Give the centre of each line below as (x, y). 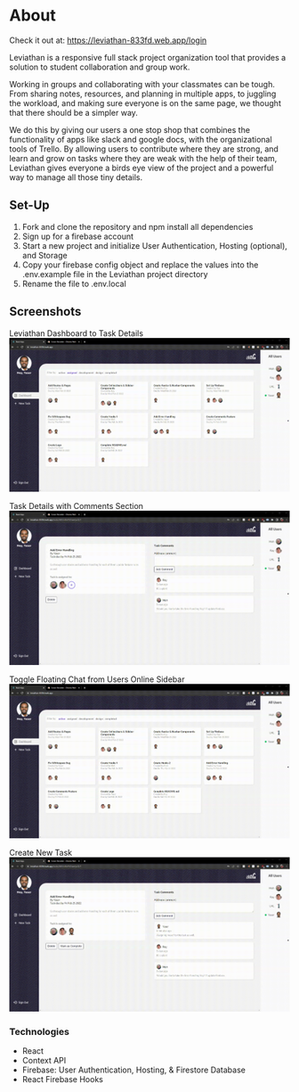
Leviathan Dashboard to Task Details (77, 333)
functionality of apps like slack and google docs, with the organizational (141, 139)
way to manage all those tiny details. (76, 177)
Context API (44, 1061)
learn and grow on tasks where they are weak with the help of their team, (143, 158)
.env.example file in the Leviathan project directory (115, 274)
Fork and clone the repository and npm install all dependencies (137, 226)
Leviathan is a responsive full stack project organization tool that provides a (148, 57)
